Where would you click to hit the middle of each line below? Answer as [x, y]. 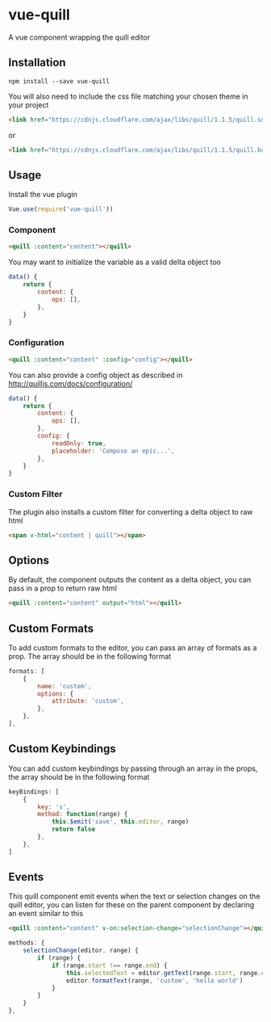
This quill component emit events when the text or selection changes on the [134, 896]
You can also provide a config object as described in [96, 375]
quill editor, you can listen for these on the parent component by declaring [131, 905]
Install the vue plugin [43, 195]
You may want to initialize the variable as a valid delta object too [115, 262]
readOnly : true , [79, 443]
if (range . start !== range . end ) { [109, 965]
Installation [37, 63]
